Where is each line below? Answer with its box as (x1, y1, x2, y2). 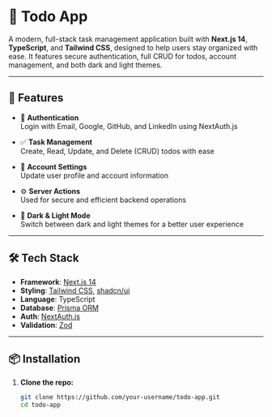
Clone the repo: (19, 377, 74, 388)
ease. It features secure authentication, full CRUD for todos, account (8, 51, 237, 61)
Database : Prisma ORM (19, 303, 100, 312)
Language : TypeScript (19, 294, 96, 303)
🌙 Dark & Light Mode (19, 210, 91, 220)
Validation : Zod (19, 320, 73, 329)
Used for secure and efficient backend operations (19, 195, 187, 204)
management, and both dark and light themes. (8, 60, 163, 70)
